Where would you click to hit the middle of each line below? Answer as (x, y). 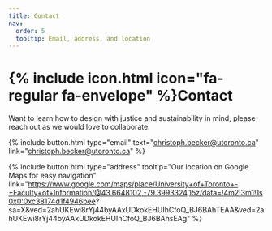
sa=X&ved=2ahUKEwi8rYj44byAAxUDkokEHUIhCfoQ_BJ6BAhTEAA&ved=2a (136, 210)
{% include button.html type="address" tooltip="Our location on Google (129, 167)
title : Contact (34, 16)
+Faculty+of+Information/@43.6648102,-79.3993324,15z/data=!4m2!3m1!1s (136, 193)
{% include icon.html (81, 79)
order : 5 (30, 31)
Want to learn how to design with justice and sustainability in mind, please (132, 118)
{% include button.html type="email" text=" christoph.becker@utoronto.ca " (134, 143)
